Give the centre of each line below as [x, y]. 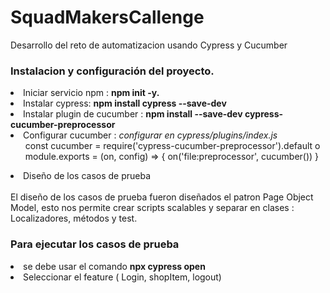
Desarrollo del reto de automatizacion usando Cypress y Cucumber [149, 45]
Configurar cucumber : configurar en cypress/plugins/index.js [150, 135]
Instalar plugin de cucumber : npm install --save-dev [133, 114]
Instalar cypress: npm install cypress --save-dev [125, 103]
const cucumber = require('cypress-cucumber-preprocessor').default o [172, 146]
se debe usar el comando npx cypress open [114, 266]
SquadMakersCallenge [107, 17]
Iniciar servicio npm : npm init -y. [91, 93]
